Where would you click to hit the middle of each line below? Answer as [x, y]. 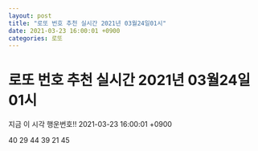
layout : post [30, 16]
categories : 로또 [35, 38]
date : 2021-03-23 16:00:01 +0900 [64, 31]
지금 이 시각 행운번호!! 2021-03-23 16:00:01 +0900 [90, 124]
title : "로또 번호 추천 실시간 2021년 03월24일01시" [88, 23]
